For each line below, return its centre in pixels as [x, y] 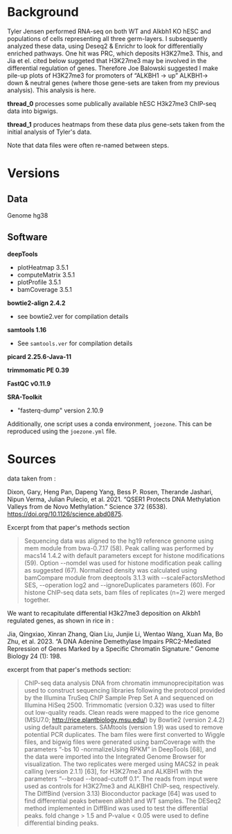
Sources [32, 459]
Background [43, 12]
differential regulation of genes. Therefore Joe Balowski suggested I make [113, 68]
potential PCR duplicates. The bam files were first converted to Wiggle [124, 734]
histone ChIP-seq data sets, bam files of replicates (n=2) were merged [125, 592]
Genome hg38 [28, 215]
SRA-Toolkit [25, 397]
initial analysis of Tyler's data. [50, 132]
